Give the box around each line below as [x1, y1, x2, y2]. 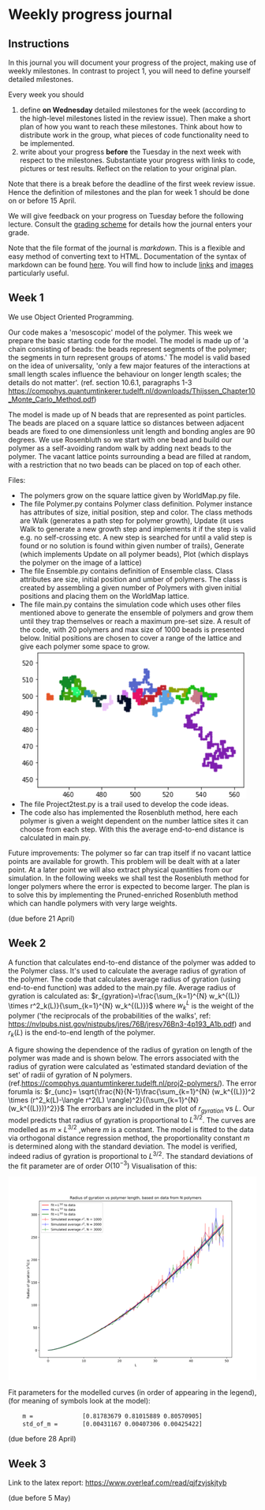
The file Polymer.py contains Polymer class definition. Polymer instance [19, 499, 252, 508]
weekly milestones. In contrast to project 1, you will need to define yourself [8, 66, 251, 76]
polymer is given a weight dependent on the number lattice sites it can [19, 816, 248, 825]
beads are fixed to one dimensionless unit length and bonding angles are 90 [8, 426, 256, 435]
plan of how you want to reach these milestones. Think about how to [19, 122, 243, 131]
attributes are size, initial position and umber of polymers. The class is [19, 574, 248, 584]
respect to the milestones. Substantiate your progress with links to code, [19, 155, 256, 165]
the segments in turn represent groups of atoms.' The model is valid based [8, 353, 251, 362]
